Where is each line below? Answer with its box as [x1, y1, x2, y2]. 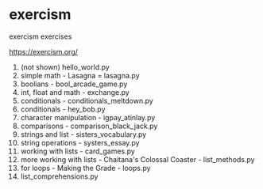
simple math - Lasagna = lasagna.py [20, 70, 140, 80]
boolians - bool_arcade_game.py [20, 79, 128, 89]
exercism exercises [9, 32, 72, 41]
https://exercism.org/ [9, 47, 79, 56]
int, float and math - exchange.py [20, 87, 130, 96]
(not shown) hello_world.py [20, 62, 110, 72]
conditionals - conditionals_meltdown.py [20, 96, 153, 105]
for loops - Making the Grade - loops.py [20, 163, 151, 172]
